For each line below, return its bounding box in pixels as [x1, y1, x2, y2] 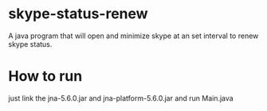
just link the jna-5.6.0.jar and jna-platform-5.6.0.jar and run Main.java [8, 93, 234, 103]
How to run [8, 67, 83, 86]
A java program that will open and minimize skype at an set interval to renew [8, 31, 259, 40]
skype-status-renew [8, 5, 149, 23]
